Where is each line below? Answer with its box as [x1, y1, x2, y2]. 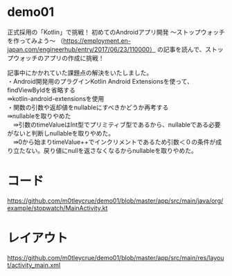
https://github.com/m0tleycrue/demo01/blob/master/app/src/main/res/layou [7, 253, 224, 261]
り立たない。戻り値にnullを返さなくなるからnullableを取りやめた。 [7, 146, 197, 154]
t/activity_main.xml [7, 261, 61, 269]
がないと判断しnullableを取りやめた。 [7, 129, 115, 137]
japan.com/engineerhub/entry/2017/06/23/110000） [7, 45, 156, 53]
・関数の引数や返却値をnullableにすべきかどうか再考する [7, 103, 169, 111]
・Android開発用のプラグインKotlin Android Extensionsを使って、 [7, 77, 194, 85]
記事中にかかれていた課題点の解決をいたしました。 [7, 68, 153, 77]
